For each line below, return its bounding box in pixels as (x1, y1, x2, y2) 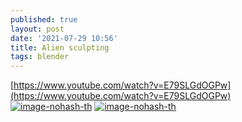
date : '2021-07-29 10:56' (10, 33, 118, 43)
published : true (10, 14, 78, 25)
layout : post (10, 24, 65, 34)
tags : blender (10, 52, 70, 62)
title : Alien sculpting (10, 42, 110, 53)
